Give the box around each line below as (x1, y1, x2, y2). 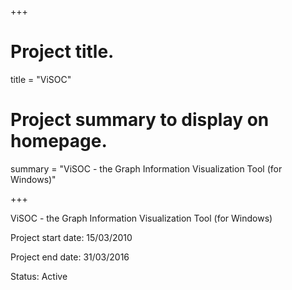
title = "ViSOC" (10, 73, 72, 85)
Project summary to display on (10, 109, 270, 131)
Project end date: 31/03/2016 (10, 251, 130, 263)
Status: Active (10, 270, 68, 282)
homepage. (10, 130, 108, 153)
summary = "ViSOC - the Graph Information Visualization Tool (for (10, 162, 283, 175)
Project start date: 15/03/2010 (10, 231, 133, 243)
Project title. (10, 41, 115, 63)
